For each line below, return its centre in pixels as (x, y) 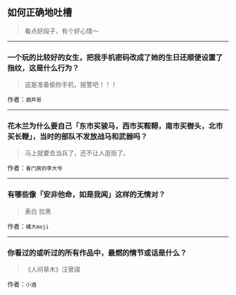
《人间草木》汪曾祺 (52, 269)
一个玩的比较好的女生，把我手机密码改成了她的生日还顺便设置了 (115, 57)
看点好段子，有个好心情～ (61, 31)
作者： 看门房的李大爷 (35, 168)
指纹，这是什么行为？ (43, 67)
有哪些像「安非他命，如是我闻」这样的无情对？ (86, 195)
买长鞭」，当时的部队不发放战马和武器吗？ (78, 137)
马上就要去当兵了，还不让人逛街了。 (77, 153)
